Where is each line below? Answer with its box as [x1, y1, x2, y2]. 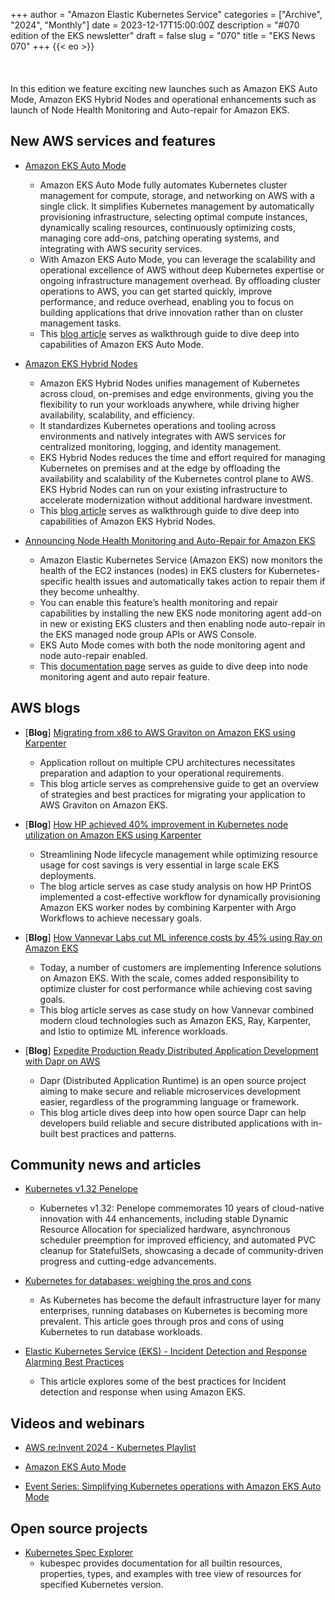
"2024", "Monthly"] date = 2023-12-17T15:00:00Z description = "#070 [10, 19, 300, 31]
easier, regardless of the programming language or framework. [39, 1095, 300, 1108]
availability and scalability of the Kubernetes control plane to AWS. [39, 472, 314, 484]
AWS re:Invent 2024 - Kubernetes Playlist [24, 1442, 197, 1454]
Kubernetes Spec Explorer [24, 1547, 134, 1559]
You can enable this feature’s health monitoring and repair [39, 596, 278, 608]
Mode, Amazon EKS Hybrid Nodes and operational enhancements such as [10, 94, 317, 105]
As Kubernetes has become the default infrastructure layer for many [39, 1294, 322, 1306]
